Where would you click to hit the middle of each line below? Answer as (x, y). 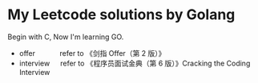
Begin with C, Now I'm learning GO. (66, 37)
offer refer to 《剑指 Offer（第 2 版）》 (92, 53)
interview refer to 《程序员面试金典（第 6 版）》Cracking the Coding (135, 63)
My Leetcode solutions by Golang (121, 15)
